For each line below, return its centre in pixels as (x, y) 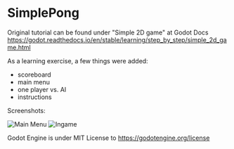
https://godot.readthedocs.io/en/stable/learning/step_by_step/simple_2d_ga (117, 39)
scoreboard (34, 74)
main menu (34, 82)
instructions (35, 97)
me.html (19, 47)
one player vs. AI (42, 89)
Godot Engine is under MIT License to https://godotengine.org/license (109, 138)
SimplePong (43, 13)
